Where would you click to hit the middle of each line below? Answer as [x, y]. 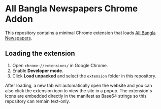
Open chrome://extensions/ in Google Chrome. [60, 65]
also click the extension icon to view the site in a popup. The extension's [79, 91]
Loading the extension [40, 54]
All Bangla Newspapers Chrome [71, 9]
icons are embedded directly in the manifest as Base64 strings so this [76, 96]
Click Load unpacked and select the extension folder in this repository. [84, 76]
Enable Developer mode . [38, 71]
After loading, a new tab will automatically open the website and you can [79, 85]
